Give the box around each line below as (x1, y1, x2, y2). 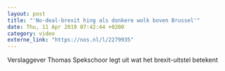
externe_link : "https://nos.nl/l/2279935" (7, 37, 134, 44)
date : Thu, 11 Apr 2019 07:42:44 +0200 (7, 23, 125, 30)
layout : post (7, 10, 46, 18)
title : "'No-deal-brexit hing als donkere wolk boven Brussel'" (7, 17, 200, 24)
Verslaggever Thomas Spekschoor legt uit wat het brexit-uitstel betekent (7, 56, 219, 64)
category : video (7, 30, 55, 37)
